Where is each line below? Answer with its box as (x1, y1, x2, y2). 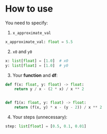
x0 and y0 (12, 49, 33, 55)
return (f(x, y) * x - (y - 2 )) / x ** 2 (14, 105, 102, 110)
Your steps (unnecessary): (12, 114, 68, 120)
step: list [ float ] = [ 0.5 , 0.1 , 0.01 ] (5, 124, 86, 129)
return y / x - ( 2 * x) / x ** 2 (14, 86, 84, 92)
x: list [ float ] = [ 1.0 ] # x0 (5, 58, 69, 63)
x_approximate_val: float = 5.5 (5, 39, 73, 44)
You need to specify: (5, 20, 48, 26)
